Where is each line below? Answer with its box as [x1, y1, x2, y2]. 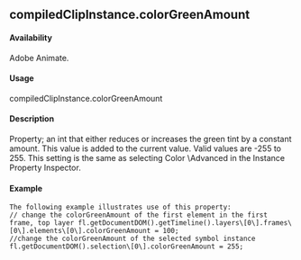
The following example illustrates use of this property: [9, 202, 232, 212]
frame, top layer [9, 219, 75, 228]
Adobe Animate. [9, 52, 69, 63]
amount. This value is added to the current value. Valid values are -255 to [9, 143, 282, 154]
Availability [9, 31, 52, 43]
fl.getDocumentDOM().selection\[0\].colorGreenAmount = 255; [9, 242, 244, 251]
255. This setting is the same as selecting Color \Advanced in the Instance [9, 153, 286, 163]
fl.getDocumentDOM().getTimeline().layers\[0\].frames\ [78, 219, 293, 228]
